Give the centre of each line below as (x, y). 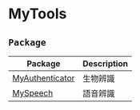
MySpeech (33, 93)
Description (105, 63)
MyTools (38, 14)
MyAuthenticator (44, 78)
